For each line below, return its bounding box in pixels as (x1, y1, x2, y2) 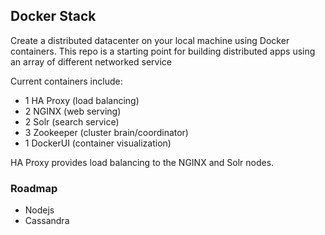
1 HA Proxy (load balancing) (24, 94, 140, 106)
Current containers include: (10, 75, 123, 87)
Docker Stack (10, 8, 97, 25)
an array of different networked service (10, 55, 172, 68)
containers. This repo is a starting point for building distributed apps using (10, 45, 316, 57)
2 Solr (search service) (24, 115, 120, 128)
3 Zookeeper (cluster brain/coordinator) (24, 126, 189, 138)
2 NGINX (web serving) (24, 105, 122, 117)
